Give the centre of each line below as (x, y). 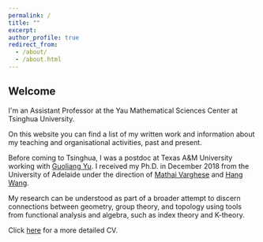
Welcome (32, 91)
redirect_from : (33, 45)
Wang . (19, 183)
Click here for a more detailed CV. (63, 230)
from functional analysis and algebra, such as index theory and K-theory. (126, 214)
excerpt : (23, 30)
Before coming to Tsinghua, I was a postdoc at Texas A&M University (120, 158)
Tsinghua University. (41, 118)
